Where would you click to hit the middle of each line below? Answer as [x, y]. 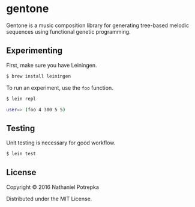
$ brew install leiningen [38, 76]
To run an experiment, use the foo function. [60, 88]
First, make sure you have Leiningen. [52, 65]
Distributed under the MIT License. [49, 199]
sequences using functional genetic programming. [68, 31]
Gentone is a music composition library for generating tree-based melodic [98, 25]
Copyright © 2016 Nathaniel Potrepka [52, 187]
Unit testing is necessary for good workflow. [61, 143]
